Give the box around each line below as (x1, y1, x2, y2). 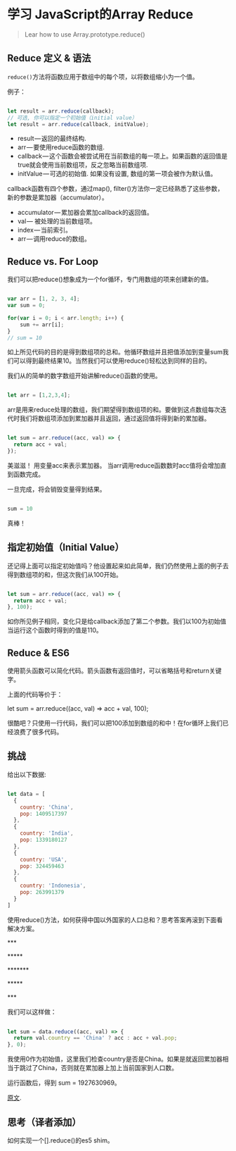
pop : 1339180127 (20, 836, 68, 843)
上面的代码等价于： (7, 690, 63, 699)
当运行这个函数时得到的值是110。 (7, 626, 103, 635)
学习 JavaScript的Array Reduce (7, 6, 194, 23)
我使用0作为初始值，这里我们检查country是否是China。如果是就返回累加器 (7, 1054, 223, 1064)
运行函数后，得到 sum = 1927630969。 (7, 1078, 121, 1087)
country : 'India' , (20, 830, 74, 837)
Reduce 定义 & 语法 (7, 52, 91, 64)
